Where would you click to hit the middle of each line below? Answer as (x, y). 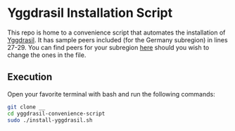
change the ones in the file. (47, 55)
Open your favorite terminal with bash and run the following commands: (112, 94)
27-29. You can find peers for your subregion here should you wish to (108, 47)
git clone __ (26, 107)
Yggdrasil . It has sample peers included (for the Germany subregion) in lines (118, 39)
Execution (30, 77)
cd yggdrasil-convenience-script (56, 113)
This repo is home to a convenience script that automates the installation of (116, 32)
